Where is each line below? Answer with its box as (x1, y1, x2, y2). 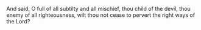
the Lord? (6, 18, 30, 25)
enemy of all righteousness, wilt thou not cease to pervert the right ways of (6, 11, 196, 19)
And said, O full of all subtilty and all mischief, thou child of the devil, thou (6, 5, 191, 12)
